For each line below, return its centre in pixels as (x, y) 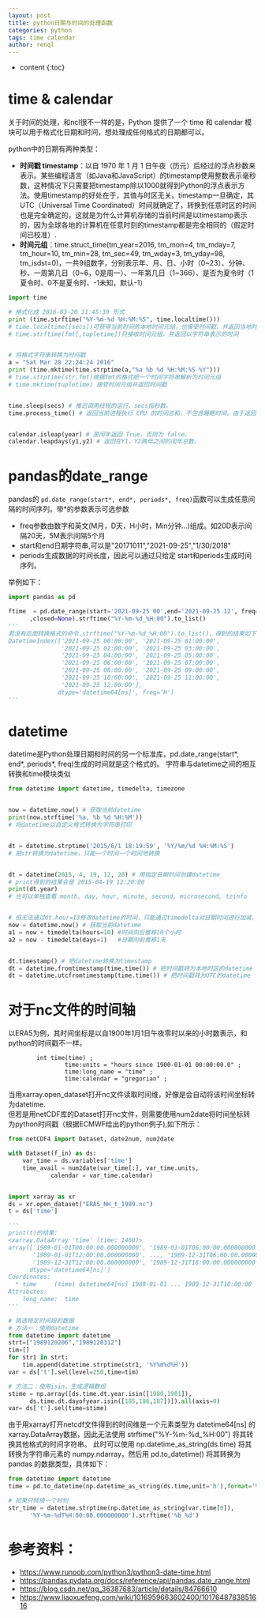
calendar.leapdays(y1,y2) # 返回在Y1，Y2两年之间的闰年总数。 (104, 442)
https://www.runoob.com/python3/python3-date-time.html (115, 1572)
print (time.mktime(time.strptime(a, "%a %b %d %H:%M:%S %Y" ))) (114, 370)
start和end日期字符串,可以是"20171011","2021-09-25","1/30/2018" (125, 545)
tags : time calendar (42, 38)
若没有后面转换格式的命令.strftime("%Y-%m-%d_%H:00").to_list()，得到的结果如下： (135, 633)
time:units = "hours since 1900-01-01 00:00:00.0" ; (153, 1065)
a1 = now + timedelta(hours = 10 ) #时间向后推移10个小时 (95, 932)
